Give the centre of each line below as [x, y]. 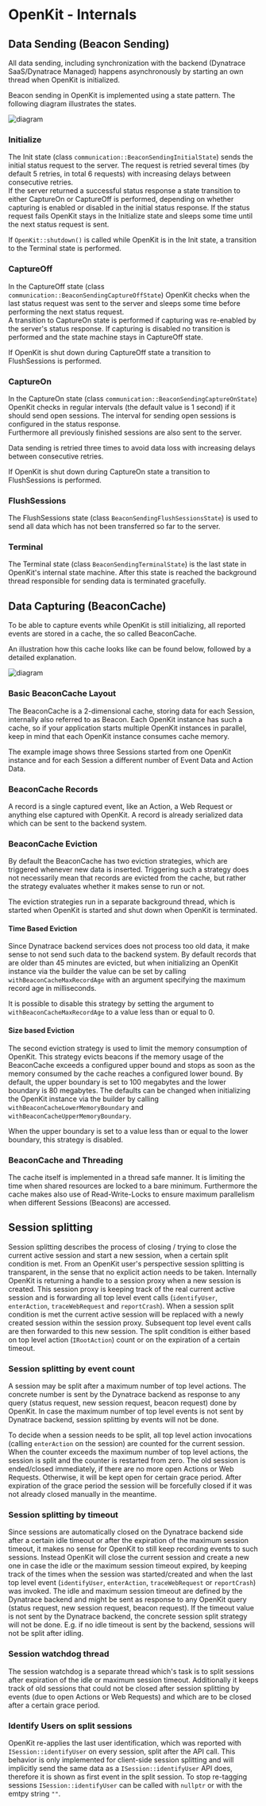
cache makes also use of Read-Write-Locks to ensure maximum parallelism [132, 1194]
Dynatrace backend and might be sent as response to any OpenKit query [128, 1599]
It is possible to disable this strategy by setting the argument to [111, 1004]
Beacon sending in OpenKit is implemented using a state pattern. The [122, 95]
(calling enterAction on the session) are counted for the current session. [127, 1443]
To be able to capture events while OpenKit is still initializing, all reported [127, 625]
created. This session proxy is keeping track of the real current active [122, 1289]
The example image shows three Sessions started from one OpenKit [120, 752]
